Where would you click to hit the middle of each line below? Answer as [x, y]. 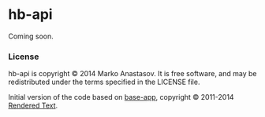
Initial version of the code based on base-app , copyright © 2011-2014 [121, 97]
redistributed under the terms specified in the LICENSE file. [104, 82]
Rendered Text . [33, 106]
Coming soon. [31, 36]
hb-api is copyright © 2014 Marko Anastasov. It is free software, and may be [132, 74]
